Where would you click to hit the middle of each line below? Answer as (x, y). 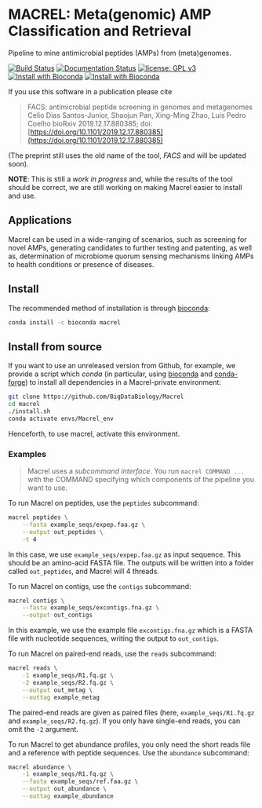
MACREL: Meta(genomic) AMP (110, 15)
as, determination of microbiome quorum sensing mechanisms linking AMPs (131, 256)
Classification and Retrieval (100, 31)
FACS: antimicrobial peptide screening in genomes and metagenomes (140, 107)
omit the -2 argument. (43, 729)
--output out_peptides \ (63, 532)
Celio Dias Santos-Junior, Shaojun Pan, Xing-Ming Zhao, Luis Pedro (136, 115)
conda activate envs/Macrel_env (61, 419)
